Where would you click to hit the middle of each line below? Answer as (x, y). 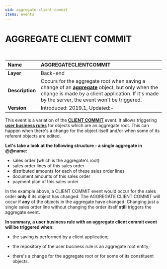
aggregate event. (23, 212)
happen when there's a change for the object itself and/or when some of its (83, 131)
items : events (20, 14)
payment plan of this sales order (45, 182)
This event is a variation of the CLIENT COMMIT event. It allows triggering (81, 120)
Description (22, 91)
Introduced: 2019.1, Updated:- (77, 108)
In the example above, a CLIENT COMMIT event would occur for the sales (81, 191)
